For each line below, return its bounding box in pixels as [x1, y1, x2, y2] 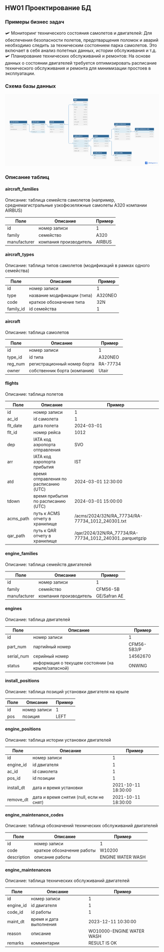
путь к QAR [33, 527, 57, 533]
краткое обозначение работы [34, 847, 96, 853]
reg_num [7, 361, 25, 366]
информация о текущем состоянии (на [33, 660, 114, 666]
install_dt [7, 785, 25, 791]
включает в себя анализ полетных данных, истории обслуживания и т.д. [5, 47, 157, 53]
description [7, 854, 30, 860]
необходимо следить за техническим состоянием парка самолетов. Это [5, 42, 157, 48]
